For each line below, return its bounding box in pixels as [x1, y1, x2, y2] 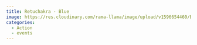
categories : [6, 19, 35, 25]
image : [6, 14, 22, 20]
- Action [11, 25, 33, 31]
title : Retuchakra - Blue [6, 8, 69, 15]
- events [11, 30, 33, 36]
